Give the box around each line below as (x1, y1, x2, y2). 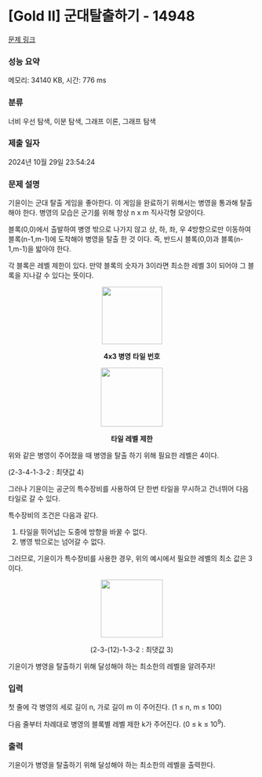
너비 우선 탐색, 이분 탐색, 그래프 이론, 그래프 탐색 (8, 116, 157, 126)
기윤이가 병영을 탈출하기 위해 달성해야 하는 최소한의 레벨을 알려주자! (8, 662, 216, 671)
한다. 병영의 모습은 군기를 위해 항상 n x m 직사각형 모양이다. (22, 208, 206, 217)
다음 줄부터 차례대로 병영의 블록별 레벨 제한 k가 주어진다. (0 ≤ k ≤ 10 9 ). (8, 718, 226, 729)
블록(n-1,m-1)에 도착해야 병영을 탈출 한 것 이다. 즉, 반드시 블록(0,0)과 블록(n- (8, 235, 244, 244)
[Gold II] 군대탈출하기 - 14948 (8, 7, 195, 25)
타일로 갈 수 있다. (8, 494, 61, 503)
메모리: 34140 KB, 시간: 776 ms (8, 75, 107, 85)
